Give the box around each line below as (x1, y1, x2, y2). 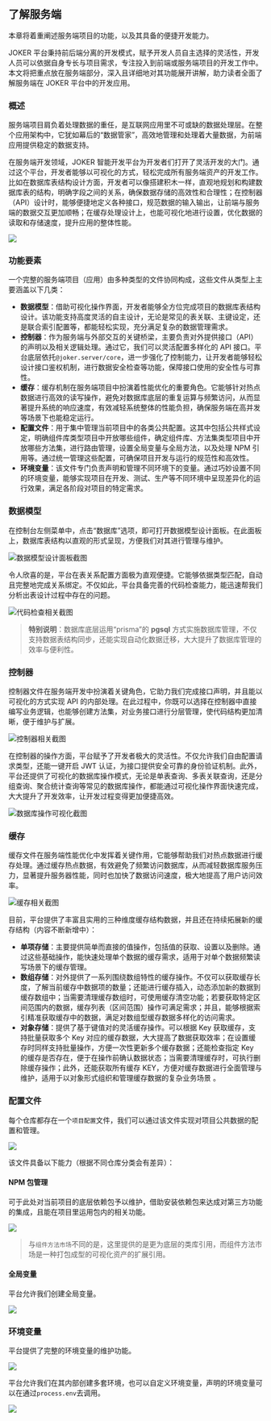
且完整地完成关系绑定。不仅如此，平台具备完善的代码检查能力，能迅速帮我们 (8, 580, 263, 590)
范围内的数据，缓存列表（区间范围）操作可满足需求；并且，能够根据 (27, 1002, 254, 1012)
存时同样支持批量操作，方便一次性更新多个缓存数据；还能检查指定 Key (19, 1043, 254, 1052)
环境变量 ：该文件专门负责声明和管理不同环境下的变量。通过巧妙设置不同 (19, 463, 261, 473)
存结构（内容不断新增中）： (8, 925, 97, 935)
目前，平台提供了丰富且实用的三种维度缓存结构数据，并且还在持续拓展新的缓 (8, 915, 263, 925)
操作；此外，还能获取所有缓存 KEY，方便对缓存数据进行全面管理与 (41, 1063, 263, 1073)
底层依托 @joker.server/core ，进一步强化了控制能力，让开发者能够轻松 (27, 352, 262, 362)
